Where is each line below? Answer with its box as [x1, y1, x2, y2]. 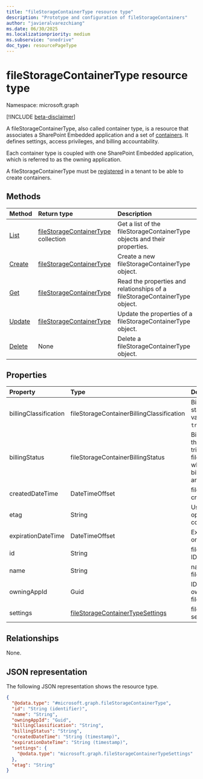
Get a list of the [117, 219, 161, 228]
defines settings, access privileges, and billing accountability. [6, 137, 159, 145]
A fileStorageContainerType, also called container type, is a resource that [6, 124, 189, 132]
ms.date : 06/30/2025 [6, 25, 59, 32]
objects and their [117, 234, 166, 243]
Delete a [117, 334, 141, 343]
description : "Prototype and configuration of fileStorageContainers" [6, 15, 188, 21]
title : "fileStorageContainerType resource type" [6, 8, 134, 15]
